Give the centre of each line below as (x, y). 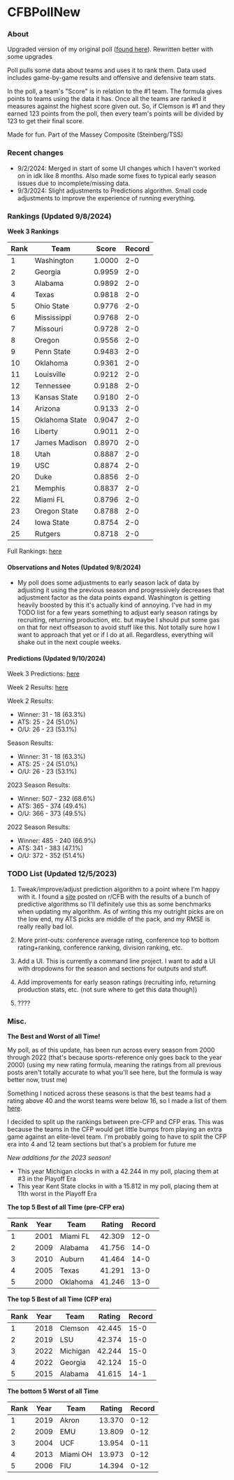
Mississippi (53, 317)
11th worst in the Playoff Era (57, 1194)
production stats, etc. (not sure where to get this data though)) (107, 989)
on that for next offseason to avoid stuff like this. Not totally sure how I (118, 627)
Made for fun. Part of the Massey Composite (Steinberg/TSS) (95, 135)
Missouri (49, 329)
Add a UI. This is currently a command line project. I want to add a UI (116, 961)
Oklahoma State (61, 420)
